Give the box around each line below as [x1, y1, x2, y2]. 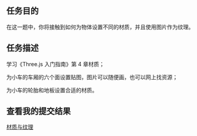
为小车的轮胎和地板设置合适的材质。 [6, 86, 98, 94]
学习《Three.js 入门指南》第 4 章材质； [6, 60, 105, 67]
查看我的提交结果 [6, 106, 71, 116]
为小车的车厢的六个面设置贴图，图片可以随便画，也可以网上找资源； [6, 73, 178, 81]
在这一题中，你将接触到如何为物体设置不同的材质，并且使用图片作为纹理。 [6, 23, 194, 31]
